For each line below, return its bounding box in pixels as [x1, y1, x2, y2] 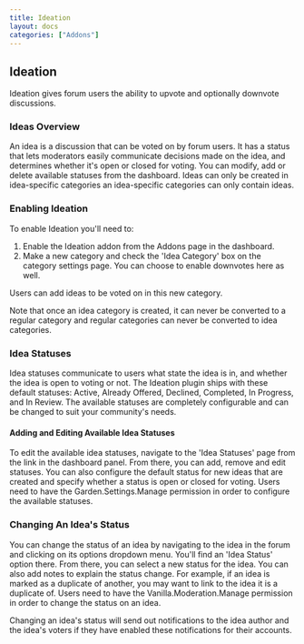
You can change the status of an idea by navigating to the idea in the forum [9, 538, 290, 550]
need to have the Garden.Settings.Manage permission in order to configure [9, 486, 290, 497]
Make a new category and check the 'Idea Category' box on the [22, 250, 261, 261]
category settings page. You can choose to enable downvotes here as [22, 260, 285, 271]
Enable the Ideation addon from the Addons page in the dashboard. [22, 240, 275, 251]
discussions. [9, 97, 56, 109]
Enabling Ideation [9, 202, 89, 215]
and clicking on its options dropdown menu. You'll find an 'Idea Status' [9, 548, 273, 559]
